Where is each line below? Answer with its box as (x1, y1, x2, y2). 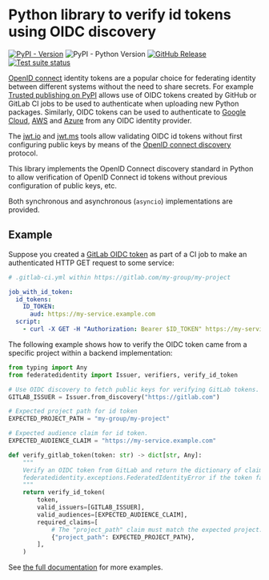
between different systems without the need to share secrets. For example (8, 82, 254, 91)
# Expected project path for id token (8, 407, 138, 416)
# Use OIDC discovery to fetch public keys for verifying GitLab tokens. (8, 385, 260, 393)
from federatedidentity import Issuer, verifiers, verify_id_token (8, 371, 239, 379)
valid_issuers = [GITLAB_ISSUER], (37, 503, 146, 511)
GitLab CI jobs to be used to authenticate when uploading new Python (8, 99, 239, 108)
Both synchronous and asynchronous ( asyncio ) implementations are (8, 196, 234, 206)
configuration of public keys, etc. (8, 180, 118, 190)
